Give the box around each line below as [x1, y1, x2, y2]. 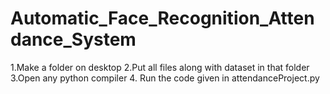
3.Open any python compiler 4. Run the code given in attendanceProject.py [10, 72, 320, 84]
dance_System [10, 28, 137, 51]
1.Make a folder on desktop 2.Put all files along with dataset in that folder [10, 61, 310, 73]
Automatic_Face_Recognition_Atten [10, 7, 315, 30]
